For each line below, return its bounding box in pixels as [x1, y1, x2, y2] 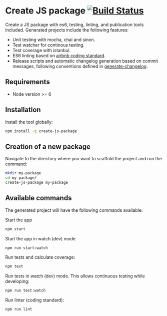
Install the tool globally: [5, 119, 53, 125]
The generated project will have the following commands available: [5, 207, 143, 213]
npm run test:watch [5, 288, 46, 293]
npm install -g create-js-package [5, 128, 77, 134]
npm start [5, 226, 26, 231]
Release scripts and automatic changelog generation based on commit [12, 58, 158, 64]
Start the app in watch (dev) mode [5, 235, 76, 241]
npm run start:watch [5, 245, 48, 250]
